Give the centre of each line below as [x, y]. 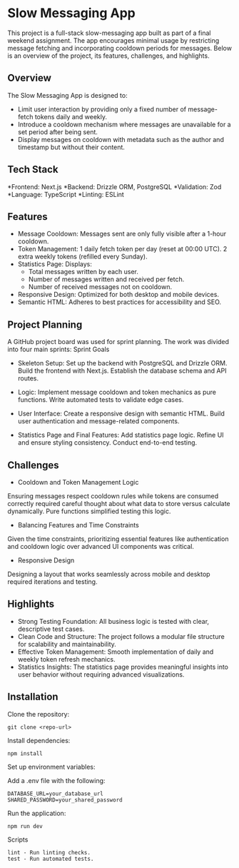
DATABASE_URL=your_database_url [55, 794]
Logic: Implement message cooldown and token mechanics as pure [117, 392]
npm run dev [25, 826]
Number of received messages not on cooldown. [100, 287]
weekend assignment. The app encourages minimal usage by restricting [113, 40]
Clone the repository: [39, 714]
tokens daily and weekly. [71, 116]
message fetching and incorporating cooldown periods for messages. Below [119, 48]
